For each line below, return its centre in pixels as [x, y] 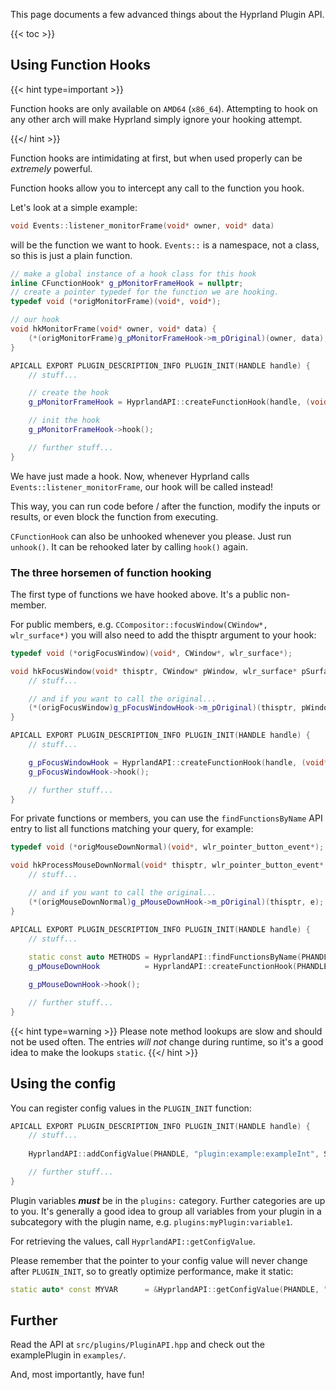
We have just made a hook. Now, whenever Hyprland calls [130, 476]
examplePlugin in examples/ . [68, 1355]
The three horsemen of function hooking [111, 572]
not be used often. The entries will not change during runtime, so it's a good [167, 1041]
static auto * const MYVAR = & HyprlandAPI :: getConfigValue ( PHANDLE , [165, 1289]
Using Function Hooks [80, 65]
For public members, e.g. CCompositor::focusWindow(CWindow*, [139, 624]
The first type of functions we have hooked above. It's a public [139, 594]
